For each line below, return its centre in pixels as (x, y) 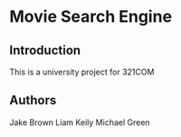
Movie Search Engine (91, 17)
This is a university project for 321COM (82, 72)
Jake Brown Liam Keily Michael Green (80, 122)
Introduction (45, 50)
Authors (33, 100)
